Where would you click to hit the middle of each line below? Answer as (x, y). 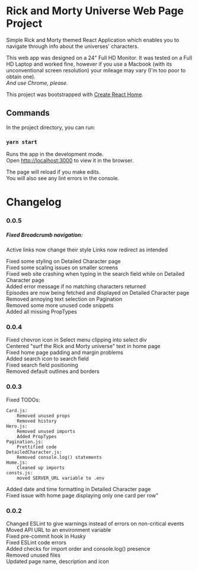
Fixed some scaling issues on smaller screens (62, 267)
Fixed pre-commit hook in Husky (46, 536)
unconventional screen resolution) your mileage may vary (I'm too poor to (96, 70)
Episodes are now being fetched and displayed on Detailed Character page (98, 293)
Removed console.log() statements (59, 457)
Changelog (34, 202)
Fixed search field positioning (42, 365)
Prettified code (37, 447)
